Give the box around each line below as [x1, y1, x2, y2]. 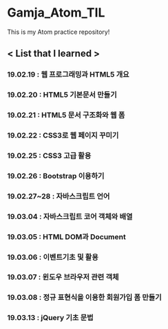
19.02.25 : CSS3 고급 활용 [7, 151, 92, 160]
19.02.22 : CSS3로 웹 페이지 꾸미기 [7, 131, 119, 140]
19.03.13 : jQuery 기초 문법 [7, 313, 94, 323]
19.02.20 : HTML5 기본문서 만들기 [7, 90, 117, 100]
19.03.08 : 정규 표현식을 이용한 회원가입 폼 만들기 [7, 292, 162, 302]
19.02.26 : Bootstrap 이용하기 [7, 171, 105, 180]
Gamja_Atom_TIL [7, 5, 105, 21]
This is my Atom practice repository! [7, 28, 110, 36]
